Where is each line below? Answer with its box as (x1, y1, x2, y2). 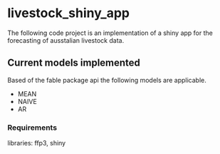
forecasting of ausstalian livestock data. (7, 36, 125, 44)
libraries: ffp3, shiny (7, 139, 66, 148)
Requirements (7, 123, 58, 133)
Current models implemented (7, 57, 141, 69)
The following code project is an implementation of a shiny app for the (7, 29, 214, 37)
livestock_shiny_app (7, 5, 130, 21)
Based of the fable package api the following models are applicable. (7, 76, 206, 84)
